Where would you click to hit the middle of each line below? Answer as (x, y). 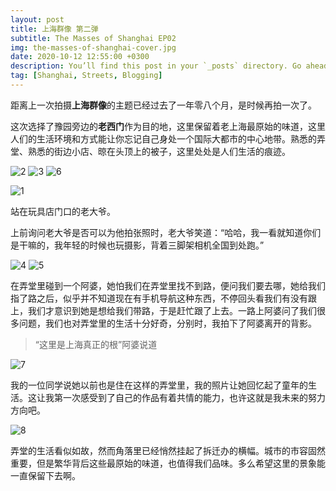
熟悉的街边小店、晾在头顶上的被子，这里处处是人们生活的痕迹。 (159, 151)
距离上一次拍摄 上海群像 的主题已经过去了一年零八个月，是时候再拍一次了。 (163, 105)
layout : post (37, 19)
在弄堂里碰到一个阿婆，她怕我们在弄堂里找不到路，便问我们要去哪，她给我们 (168, 285)
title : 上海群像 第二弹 (54, 29)
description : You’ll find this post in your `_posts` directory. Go (156, 66)
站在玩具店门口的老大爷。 (63, 211)
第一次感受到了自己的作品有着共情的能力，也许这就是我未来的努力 (189, 397)
